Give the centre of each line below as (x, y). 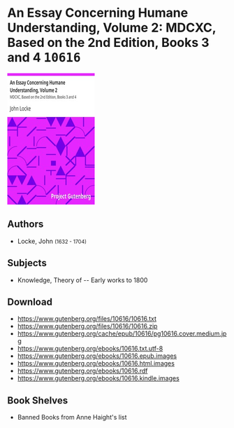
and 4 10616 (44, 58)
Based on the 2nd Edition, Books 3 (108, 43)
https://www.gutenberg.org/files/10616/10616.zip (87, 326)
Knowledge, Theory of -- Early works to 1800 (82, 280)
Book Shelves (38, 400)
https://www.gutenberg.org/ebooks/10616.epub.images (97, 356)
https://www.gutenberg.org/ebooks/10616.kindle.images (98, 378)
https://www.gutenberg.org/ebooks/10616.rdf (82, 371)
